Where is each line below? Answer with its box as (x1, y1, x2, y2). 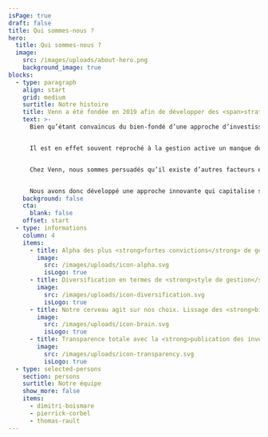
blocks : (8, 71, 34, 79)
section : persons (22, 372, 81, 380)
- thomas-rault (29, 416, 81, 425)
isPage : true (8, 11, 52, 20)
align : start (22, 85, 66, 94)
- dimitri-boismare (29, 402, 94, 410)
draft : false (8, 19, 52, 27)
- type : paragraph (15, 78, 77, 86)
